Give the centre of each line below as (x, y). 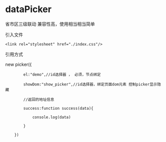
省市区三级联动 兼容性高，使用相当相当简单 (50, 24)
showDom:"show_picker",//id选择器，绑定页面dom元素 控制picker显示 (90, 84)
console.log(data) (51, 117)
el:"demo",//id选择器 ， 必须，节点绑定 (62, 74)
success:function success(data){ (59, 108)
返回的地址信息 (41, 100)
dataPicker (29, 9)
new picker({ (18, 64)
